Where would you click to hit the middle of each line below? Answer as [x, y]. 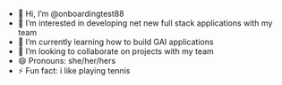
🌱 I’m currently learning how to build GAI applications [115, 42]
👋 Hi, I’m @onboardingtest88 [71, 14]
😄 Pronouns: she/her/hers [67, 61]
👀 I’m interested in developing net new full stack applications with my [145, 23]
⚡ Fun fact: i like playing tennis [74, 70]
